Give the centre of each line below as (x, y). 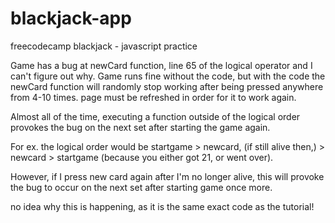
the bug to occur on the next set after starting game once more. (141, 187)
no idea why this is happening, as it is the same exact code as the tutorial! (162, 206)
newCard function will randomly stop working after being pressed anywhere (167, 86)
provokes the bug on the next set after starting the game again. (140, 127)
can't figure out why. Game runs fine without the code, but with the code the (168, 76)
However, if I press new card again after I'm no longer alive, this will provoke (167, 176)
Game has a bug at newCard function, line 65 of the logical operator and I (161, 65)
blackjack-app (71, 18)
